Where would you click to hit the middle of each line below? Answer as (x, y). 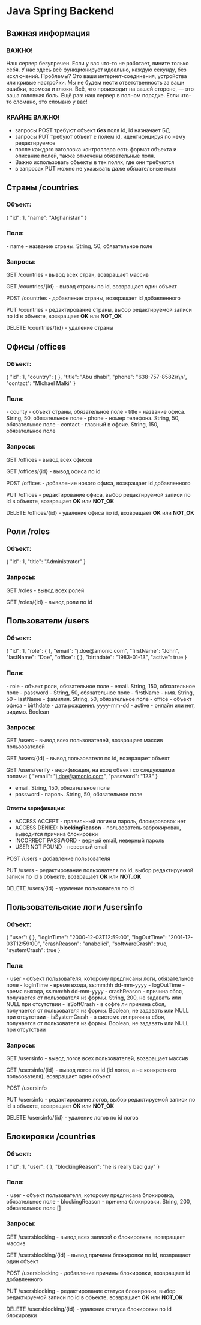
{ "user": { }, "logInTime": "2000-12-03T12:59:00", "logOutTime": (86, 937)
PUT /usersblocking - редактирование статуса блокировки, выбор (91, 1291)
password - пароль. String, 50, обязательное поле (79, 794)
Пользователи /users (48, 621)
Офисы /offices (36, 347)
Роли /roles (28, 532)
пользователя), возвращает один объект (58, 1076)
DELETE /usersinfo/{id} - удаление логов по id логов (73, 1118)
